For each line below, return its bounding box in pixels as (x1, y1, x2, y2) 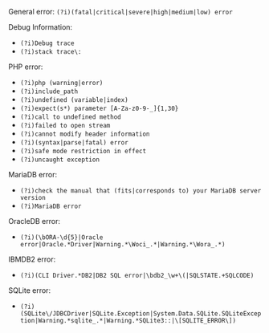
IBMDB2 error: (8, 254, 56, 264)
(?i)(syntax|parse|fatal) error (19, 139, 128, 147)
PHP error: (8, 62, 43, 71)
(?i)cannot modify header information (19, 130, 150, 138)
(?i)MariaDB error (19, 202, 82, 210)
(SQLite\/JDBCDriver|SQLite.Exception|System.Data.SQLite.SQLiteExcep (19, 310, 262, 318)
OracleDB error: (8, 217, 60, 225)
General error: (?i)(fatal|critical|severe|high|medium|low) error (8, 7, 233, 16)
